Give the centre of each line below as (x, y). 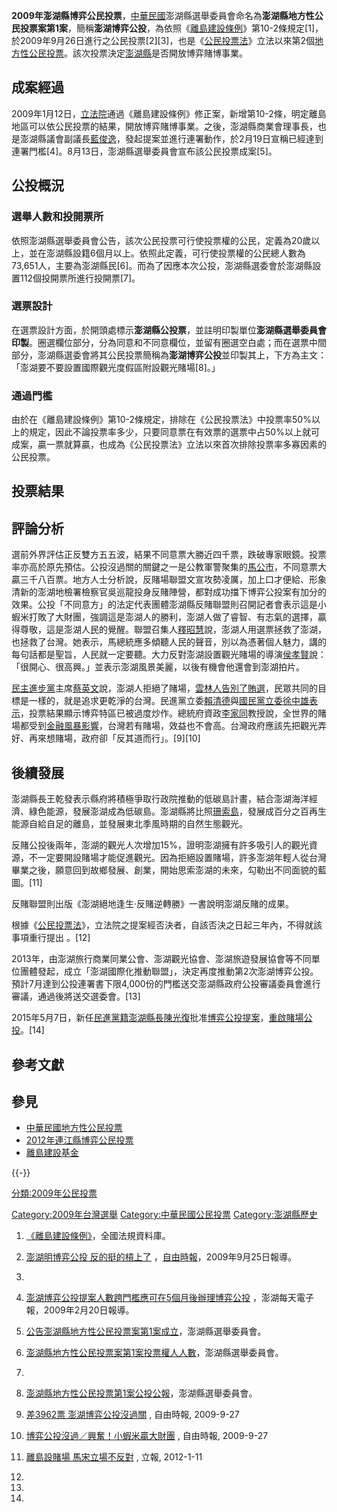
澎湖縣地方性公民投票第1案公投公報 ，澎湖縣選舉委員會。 (141, 1393)
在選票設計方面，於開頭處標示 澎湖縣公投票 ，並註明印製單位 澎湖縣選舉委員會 (169, 330)
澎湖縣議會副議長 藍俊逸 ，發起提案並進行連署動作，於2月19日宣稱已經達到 (171, 138)
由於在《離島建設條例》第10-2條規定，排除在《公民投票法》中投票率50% (161, 420)
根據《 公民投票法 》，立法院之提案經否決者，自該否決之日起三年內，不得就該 (167, 925)
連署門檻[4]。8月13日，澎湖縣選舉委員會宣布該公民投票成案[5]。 (144, 151)
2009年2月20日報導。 (89, 1310)
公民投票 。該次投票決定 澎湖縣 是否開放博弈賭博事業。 (138, 53)
